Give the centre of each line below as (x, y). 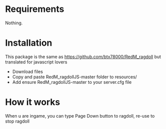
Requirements (35, 9)
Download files (28, 71)
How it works (33, 102)
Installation (29, 43)
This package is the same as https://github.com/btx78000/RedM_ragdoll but (83, 57)
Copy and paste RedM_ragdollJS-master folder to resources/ (75, 77)
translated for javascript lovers (36, 62)
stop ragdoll (17, 121)
